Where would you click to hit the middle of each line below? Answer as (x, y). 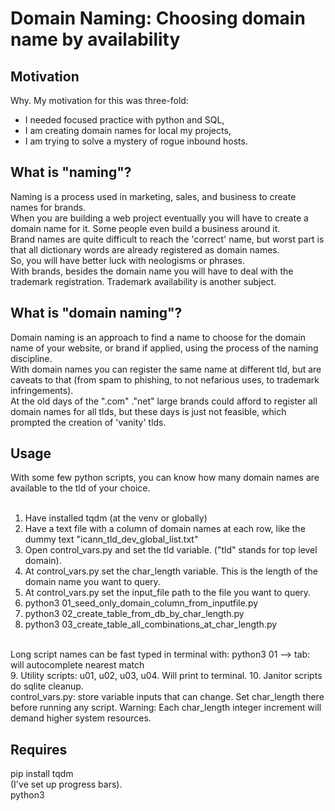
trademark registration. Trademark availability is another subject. (143, 281)
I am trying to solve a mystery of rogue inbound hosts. (136, 141)
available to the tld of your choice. (80, 488)
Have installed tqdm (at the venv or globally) (116, 518)
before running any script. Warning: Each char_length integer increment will (166, 708)
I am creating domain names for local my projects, (128, 130)
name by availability (95, 39)
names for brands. (48, 207)
